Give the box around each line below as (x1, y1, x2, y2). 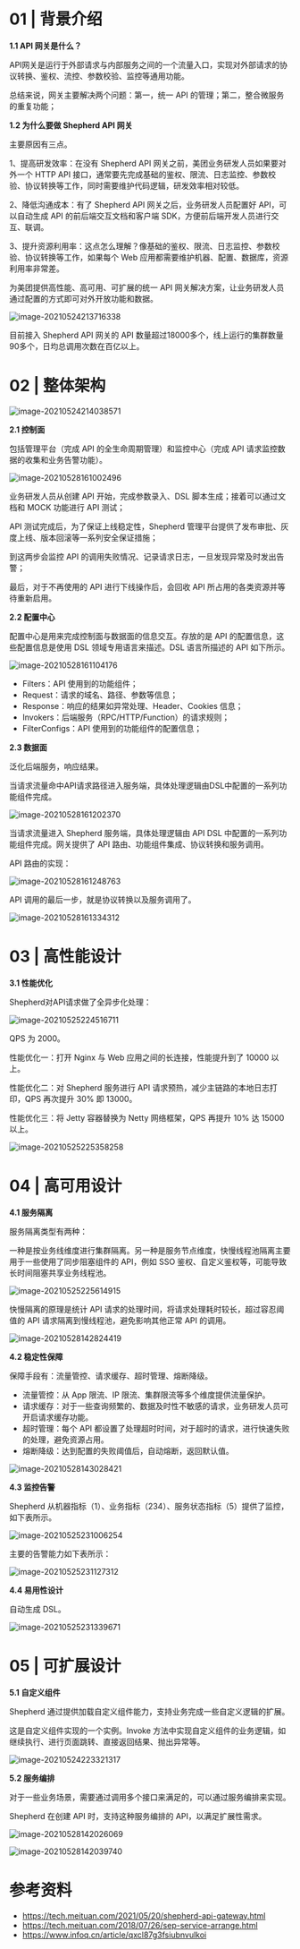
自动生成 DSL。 (9, 1603, 66, 1614)
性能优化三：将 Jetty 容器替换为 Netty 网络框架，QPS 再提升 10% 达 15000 (9, 1112, 285, 1123)
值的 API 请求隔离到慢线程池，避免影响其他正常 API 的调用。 (9, 1314, 231, 1326)
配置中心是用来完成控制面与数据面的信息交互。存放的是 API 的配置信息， (9, 630, 277, 641)
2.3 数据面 (9, 741, 47, 753)
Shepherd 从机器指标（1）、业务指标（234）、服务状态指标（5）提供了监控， (9, 1500, 289, 1511)
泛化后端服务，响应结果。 (9, 761, 104, 772)
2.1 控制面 (9, 423, 46, 435)
